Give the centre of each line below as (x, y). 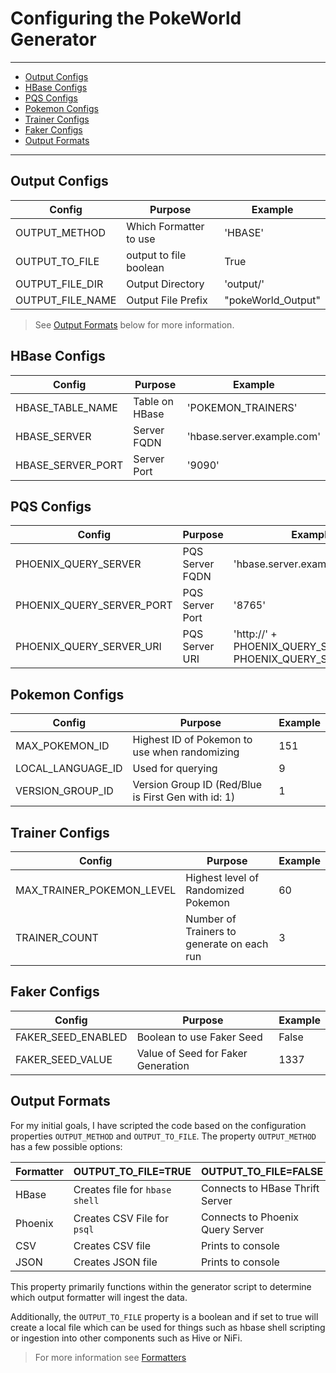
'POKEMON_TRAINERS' (242, 407)
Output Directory (165, 284)
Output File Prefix (167, 300)
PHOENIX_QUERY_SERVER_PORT (94, 605)
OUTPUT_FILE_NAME (66, 300)
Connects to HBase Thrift (260, 1188)
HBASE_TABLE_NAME (66, 407)
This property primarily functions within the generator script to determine (161, 1286)
